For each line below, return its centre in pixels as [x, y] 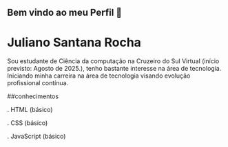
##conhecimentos [33, 96]
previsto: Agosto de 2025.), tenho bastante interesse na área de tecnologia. [114, 69]
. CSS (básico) [28, 123]
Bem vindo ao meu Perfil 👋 [65, 13]
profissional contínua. [38, 83]
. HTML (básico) [30, 110]
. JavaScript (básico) [37, 136]
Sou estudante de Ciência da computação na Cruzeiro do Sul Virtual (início [113, 61]
